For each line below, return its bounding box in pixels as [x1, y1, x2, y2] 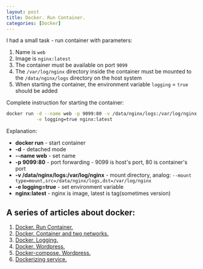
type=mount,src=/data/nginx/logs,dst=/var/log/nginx [15, 178, 152, 184]
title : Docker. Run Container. [6, 15, 86, 21]
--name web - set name [15, 152, 76, 160]
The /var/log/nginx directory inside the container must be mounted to [15, 68, 192, 75]
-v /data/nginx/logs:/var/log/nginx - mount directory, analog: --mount [15, 171, 192, 179]
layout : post [6, 9, 40, 15]
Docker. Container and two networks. [15, 230, 109, 237]
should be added [15, 87, 58, 95]
